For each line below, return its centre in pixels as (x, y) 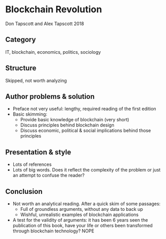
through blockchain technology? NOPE (53, 231)
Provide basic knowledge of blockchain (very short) (75, 120)
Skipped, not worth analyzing (36, 80)
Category (21, 40)
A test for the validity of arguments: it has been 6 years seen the (80, 220)
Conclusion (24, 191)
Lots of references (32, 164)
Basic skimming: (30, 114)
